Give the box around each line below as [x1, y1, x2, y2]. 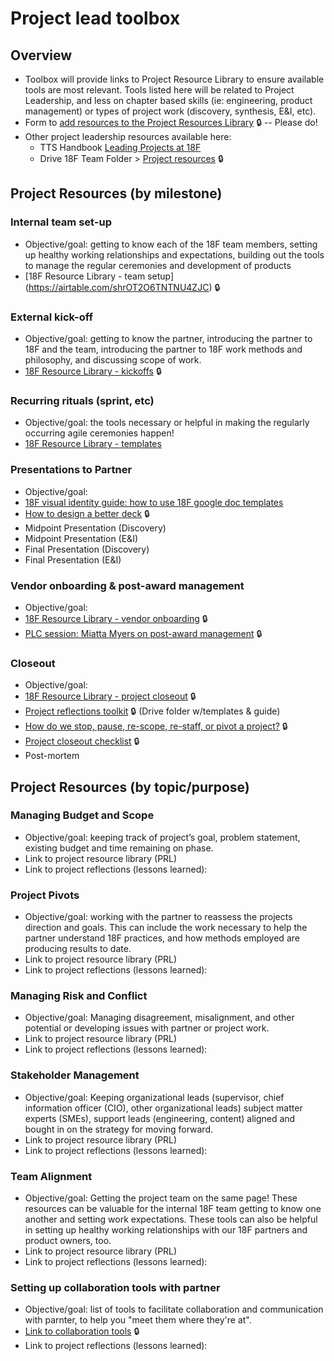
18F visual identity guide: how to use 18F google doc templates [24, 496, 284, 508]
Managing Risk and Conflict [10, 989, 148, 1003]
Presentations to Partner [10, 463, 133, 477]
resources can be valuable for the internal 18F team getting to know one [24, 1203, 322, 1215]
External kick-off [10, 310, 94, 324]
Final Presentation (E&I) [24, 553, 122, 566]
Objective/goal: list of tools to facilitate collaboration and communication [24, 1303, 324, 1316]
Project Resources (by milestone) [10, 185, 223, 202]
